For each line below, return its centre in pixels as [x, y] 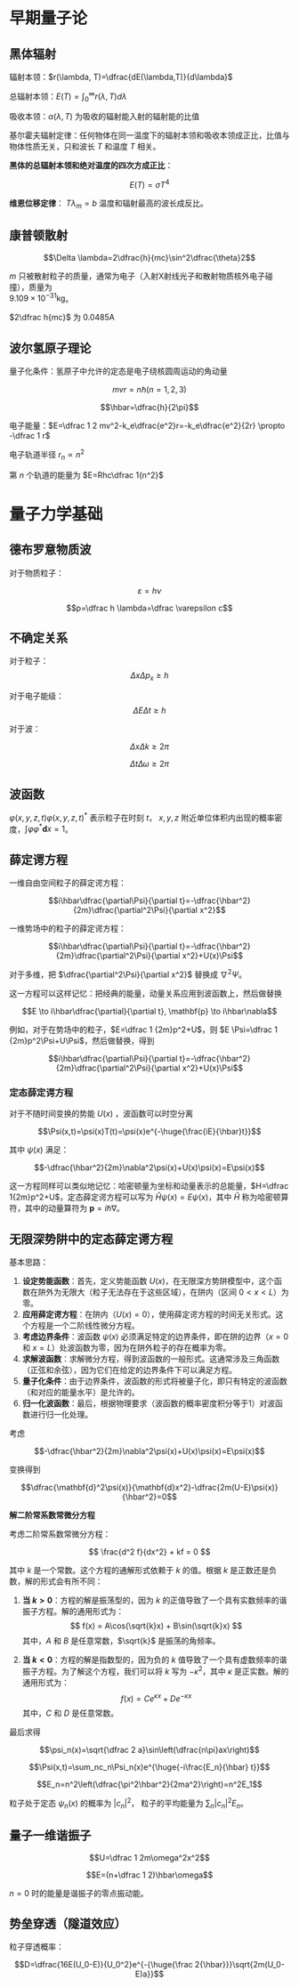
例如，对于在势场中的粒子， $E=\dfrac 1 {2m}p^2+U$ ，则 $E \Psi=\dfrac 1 [144, 1030]
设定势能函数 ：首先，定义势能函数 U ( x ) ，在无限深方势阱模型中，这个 [148, 1280]
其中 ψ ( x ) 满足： [39, 1150]
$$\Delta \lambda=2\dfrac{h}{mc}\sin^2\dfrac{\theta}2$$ [149, 257]
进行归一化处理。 [61, 1414]
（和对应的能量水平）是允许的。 [81, 1392]
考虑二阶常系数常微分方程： [60, 1534]
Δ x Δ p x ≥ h [149, 677]
